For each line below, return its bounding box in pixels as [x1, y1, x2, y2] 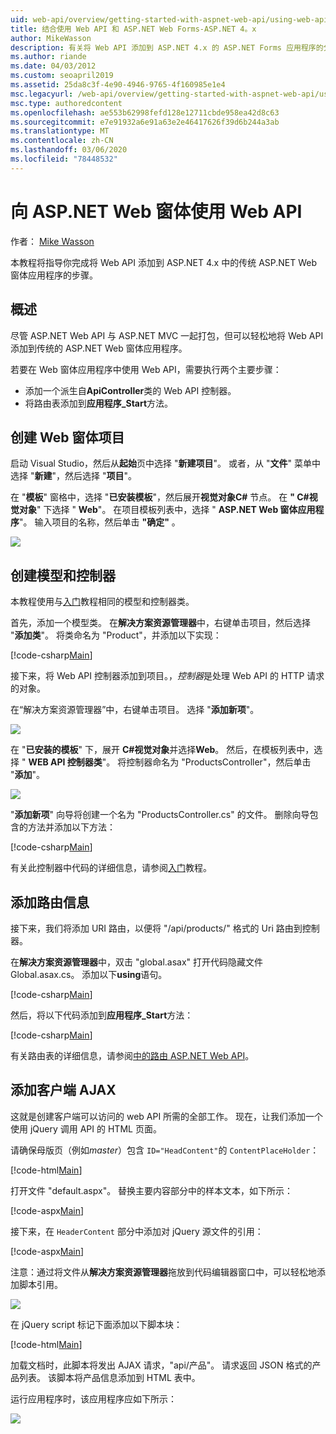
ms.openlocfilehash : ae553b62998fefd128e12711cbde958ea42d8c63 [10, 107, 280, 118]
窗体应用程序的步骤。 [10, 269, 98, 281]
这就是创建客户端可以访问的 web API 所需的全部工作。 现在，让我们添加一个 [10, 1110, 324, 1122]
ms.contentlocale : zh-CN [10, 136, 114, 146]
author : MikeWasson [10, 33, 92, 43]
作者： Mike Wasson [10, 235, 95, 247]
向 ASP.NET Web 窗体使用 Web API [10, 200, 303, 223]
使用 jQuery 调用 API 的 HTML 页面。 [10, 1122, 162, 1135]
